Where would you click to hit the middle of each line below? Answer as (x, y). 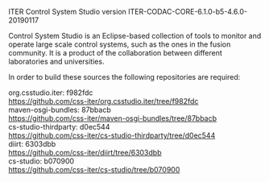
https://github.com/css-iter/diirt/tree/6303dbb (85, 153)
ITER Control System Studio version (68, 12)
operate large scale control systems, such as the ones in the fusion (120, 44)
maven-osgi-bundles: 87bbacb (60, 110)
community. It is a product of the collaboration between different (116, 53)
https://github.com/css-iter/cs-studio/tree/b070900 (94, 170)
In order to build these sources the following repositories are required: (124, 77)
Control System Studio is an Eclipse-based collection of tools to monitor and (135, 36)
